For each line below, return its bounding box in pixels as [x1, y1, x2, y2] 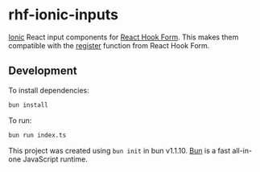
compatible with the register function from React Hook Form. [8, 40, 210, 50]
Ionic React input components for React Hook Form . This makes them [8, 32, 239, 42]
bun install [8, 100, 48, 109]
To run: [8, 115, 32, 125]
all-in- [232, 145, 252, 155]
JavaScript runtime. [23, 154, 89, 164]
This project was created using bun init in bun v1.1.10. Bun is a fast [8, 145, 231, 155]
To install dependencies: [8, 85, 90, 95]
